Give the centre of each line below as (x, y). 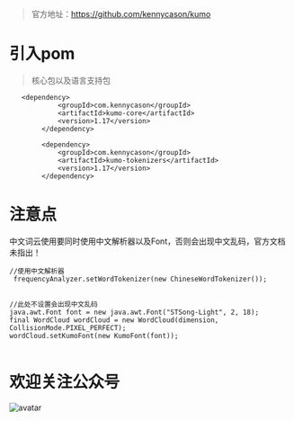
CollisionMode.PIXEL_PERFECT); (68, 327)
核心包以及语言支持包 (71, 80)
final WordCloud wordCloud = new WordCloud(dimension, (114, 320)
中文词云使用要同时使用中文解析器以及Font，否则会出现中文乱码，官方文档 (147, 241)
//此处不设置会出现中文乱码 (54, 304)
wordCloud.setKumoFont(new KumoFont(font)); (94, 336)
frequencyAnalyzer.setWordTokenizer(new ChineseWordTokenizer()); (140, 279)
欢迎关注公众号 (65, 382)
